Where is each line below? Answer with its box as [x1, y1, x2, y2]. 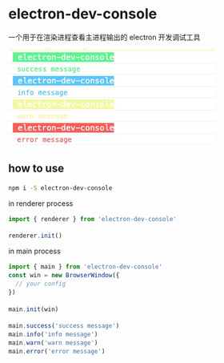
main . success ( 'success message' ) [8, 322, 120, 330]
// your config [15, 280, 66, 288]
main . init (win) [8, 305, 59, 313]
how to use [8, 162, 65, 175]
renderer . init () [8, 232, 62, 240]
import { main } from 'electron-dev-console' [8, 263, 162, 271]
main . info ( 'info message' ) [8, 330, 98, 339]
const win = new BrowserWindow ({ [8, 272, 120, 280]
